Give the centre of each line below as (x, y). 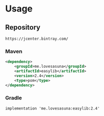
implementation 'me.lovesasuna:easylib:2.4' (53, 108)
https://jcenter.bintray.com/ (37, 39)
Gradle (14, 98)
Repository (23, 27)
